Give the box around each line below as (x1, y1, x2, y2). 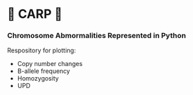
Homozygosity (17, 74, 59, 83)
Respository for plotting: (7, 46, 76, 54)
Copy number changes (17, 60, 83, 68)
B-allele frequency (17, 67, 71, 75)
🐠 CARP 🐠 (7, 6, 63, 22)
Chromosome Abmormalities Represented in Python (7, 31, 187, 41)
